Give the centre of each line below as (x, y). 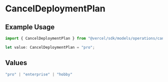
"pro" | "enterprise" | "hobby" (39, 74)
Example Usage (30, 27)
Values (16, 63)
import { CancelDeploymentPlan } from (45, 38)
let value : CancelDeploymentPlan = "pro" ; (50, 47)
